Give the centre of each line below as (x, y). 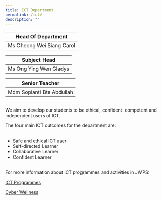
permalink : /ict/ (24, 15)
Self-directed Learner (36, 146)
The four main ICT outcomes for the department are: (61, 125)
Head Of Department (42, 37)
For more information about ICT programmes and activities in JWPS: (77, 172)
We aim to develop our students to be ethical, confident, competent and (81, 110)
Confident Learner (32, 157)
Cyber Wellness (22, 192)
